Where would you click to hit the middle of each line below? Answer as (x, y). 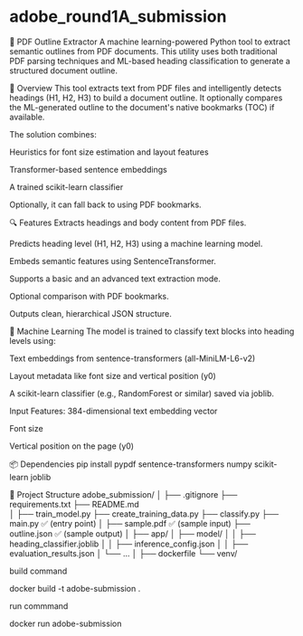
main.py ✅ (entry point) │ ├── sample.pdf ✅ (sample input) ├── (130, 523)
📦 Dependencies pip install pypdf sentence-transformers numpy (131, 464)
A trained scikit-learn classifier (66, 186)
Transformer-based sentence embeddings (88, 169)
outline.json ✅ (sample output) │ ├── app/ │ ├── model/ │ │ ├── (133, 533)
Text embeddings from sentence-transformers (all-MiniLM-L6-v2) (133, 358)
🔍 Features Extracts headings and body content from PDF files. (128, 223)
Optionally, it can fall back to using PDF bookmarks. (105, 204)
